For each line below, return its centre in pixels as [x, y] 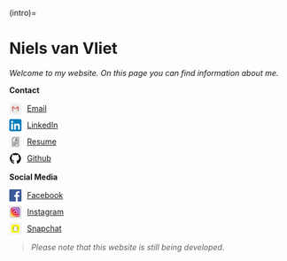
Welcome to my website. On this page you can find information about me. [144, 73]
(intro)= [23, 13]
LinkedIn [43, 125]
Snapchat [44, 228]
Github [39, 158]
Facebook [45, 196]
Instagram [46, 212]
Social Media [34, 177]
